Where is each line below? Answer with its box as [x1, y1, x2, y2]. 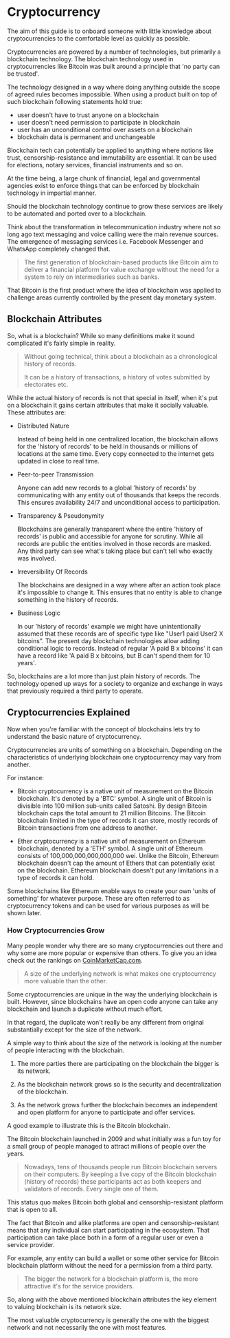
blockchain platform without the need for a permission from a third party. [7, 1261, 213, 1269]
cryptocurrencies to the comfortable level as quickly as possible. [7, 34, 190, 42]
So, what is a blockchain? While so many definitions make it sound [7, 331, 195, 339]
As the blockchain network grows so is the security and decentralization [16, 1080, 222, 1088]
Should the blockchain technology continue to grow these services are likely [7, 202, 223, 210]
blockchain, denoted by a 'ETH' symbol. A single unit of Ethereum [16, 844, 203, 853]
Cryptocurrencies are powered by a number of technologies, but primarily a [7, 48, 221, 56]
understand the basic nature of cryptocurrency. [7, 732, 142, 740]
